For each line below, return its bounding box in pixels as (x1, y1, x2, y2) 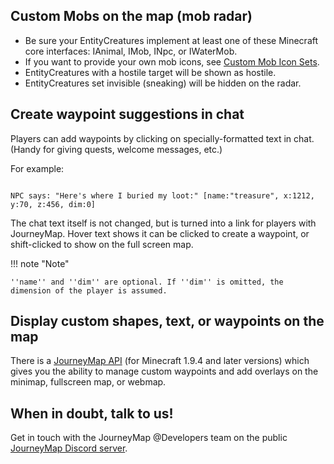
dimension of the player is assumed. (10, 285, 168, 296)
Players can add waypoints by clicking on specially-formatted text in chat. (10, 132, 315, 144)
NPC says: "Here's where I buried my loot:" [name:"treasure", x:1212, (10, 190, 315, 201)
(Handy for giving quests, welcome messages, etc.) (10, 143, 223, 155)
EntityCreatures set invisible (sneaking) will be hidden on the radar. (24, 77, 302, 89)
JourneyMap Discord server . (10, 442, 128, 454)
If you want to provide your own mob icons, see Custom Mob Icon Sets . (24, 55, 320, 68)
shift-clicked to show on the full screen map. (10, 238, 194, 250)
